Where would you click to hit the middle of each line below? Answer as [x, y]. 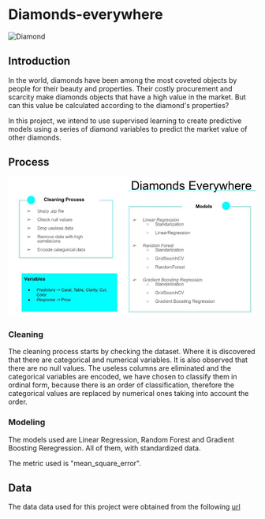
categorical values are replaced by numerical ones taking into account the [129, 394]
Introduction [39, 61]
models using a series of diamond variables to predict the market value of [128, 129]
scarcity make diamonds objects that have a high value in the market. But [127, 97]
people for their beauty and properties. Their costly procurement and [120, 88]
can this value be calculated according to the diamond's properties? [119, 105]
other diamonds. [35, 137]
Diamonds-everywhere [86, 15]
